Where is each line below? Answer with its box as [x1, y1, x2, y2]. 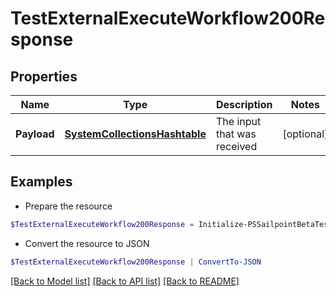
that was [215, 127, 257, 141]
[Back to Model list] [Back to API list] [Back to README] [10, 275, 240, 287]
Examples [10, 173, 73, 191]
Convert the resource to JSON [24, 237, 150, 249]
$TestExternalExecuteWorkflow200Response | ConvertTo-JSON [10, 257, 262, 267]
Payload [15, 127, 55, 141]
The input [215, 115, 262, 128]
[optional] [282, 127, 329, 141]
